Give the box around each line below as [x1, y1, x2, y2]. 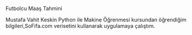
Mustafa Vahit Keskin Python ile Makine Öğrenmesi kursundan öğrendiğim [5, 16, 187, 23]
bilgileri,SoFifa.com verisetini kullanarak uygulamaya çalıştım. [5, 23, 155, 29]
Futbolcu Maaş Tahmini [5, 5, 63, 12]
